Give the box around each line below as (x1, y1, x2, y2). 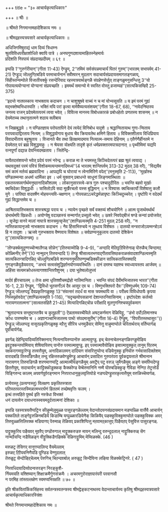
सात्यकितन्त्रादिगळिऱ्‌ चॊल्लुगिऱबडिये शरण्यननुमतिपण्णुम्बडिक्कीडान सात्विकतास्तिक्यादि (5, 256, 136, 262)
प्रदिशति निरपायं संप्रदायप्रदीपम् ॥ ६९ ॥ (5, 56, 65, 62)
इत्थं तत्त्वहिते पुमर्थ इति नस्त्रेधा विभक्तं (5, 392, 63, 397)
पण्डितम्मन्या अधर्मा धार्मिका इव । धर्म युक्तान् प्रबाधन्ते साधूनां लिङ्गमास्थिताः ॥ (5, 174, 126, 180)
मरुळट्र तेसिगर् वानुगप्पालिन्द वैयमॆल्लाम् (5, 444, 64, 450)
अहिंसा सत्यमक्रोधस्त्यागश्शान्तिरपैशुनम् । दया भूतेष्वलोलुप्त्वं (5, 267, 96, 273)
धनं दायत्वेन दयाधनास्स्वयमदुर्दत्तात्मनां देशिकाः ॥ (5, 397, 79, 403)
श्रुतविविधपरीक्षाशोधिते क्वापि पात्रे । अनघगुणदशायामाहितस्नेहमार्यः (5, 50, 105, 56)
